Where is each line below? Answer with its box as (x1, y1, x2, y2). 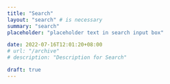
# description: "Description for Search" (7, 54, 127, 61)
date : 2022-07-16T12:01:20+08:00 (7, 42, 103, 48)
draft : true (7, 66, 41, 73)
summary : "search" (7, 23, 60, 29)
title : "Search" (7, 10, 53, 17)
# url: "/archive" (7, 48, 60, 55)
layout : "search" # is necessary (7, 16, 103, 23)
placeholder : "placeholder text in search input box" (7, 29, 165, 36)
